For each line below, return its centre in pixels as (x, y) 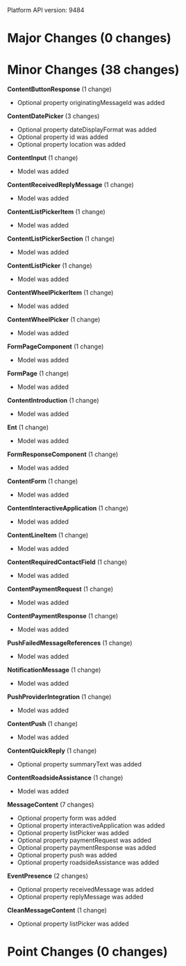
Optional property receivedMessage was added (85, 889)
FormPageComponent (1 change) (56, 346)
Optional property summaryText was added (79, 764)
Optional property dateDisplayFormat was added (87, 130)
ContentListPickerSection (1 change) (61, 239)
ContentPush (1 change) (43, 724)
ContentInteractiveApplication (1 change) (68, 508)
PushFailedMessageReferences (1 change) (70, 643)
